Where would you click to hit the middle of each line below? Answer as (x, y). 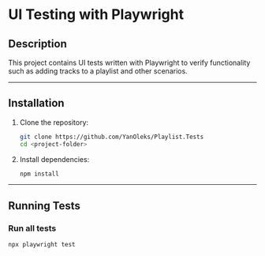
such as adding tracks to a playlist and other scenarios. (98, 71)
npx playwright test (42, 245)
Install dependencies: (54, 159)
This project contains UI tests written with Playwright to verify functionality (129, 62)
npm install (39, 174)
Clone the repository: (54, 122)
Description (37, 44)
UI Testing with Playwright (96, 15)
